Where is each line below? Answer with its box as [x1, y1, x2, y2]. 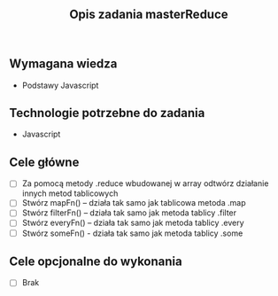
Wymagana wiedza [9, 57, 118, 72]
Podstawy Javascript [21, 80, 99, 90]
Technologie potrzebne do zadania [9, 105, 205, 121]
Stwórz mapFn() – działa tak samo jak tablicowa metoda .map [21, 198, 246, 208]
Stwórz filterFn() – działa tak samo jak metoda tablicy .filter [21, 207, 237, 218]
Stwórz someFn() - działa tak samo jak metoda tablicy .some [21, 228, 243, 238]
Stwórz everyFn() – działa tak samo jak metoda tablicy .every [21, 217, 245, 229]
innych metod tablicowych [21, 188, 119, 199]
